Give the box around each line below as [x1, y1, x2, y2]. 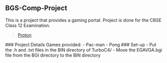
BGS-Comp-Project [5, 4, 67, 12]
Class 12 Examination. [5, 22, 50, 28]
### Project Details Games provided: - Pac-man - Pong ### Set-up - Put [5, 42, 156, 48]
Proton [17, 32, 32, 38]
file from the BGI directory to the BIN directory [5, 52, 101, 58]
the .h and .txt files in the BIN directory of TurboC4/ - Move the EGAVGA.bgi [5, 47, 162, 53]
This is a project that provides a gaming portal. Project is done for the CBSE [5, 17, 162, 23]
